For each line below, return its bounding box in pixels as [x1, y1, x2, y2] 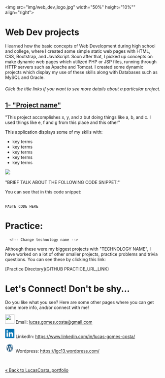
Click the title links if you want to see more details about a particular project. [5, 86, 161, 92]
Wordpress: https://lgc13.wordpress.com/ [15, 348, 100, 354]
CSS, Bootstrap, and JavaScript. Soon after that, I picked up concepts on [5, 53, 153, 59]
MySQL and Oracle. [5, 74, 45, 80]
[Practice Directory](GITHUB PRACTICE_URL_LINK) [5, 266, 109, 272]
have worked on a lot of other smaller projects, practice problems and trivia [5, 251, 158, 257]
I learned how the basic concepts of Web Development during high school [5, 43, 156, 49]
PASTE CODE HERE [5, 204, 38, 209]
